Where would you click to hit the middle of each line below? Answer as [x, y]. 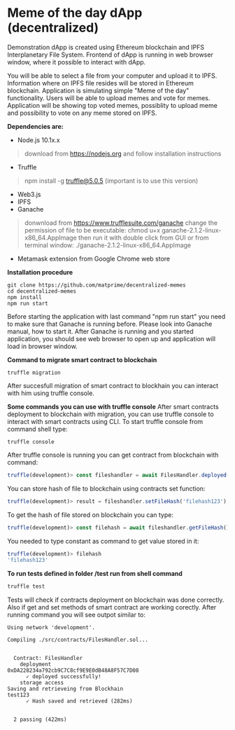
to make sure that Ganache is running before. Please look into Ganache [110, 324]
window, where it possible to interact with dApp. [77, 62]
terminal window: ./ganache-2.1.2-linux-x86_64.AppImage [108, 245]
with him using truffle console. [51, 393]
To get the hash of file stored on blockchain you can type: [90, 515]
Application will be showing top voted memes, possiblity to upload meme [113, 105]
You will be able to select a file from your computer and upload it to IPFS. [112, 76]
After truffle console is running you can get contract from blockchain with [113, 455]
